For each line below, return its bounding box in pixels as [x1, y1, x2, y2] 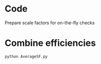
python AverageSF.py [5, 54, 48, 59]
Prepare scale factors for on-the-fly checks [5, 20, 95, 26]
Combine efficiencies [5, 37, 96, 49]
